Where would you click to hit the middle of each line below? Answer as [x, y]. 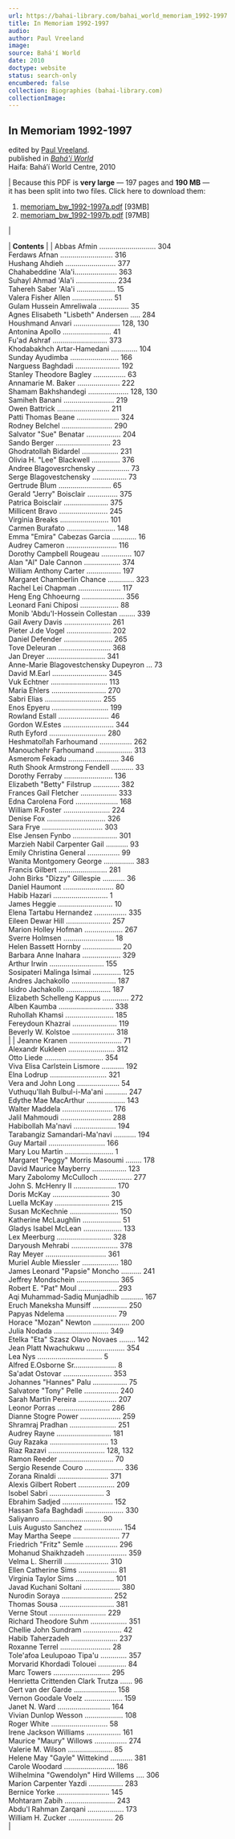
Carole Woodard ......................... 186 [68, 1767]
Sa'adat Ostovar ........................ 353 [67, 1374]
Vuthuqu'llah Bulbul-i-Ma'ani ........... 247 [75, 1092]
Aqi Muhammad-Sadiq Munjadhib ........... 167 [83, 1297]
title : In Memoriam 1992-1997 [59, 23]
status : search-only [43, 76]
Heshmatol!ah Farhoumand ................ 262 [78, 742]
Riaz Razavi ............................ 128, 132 [71, 1451]
